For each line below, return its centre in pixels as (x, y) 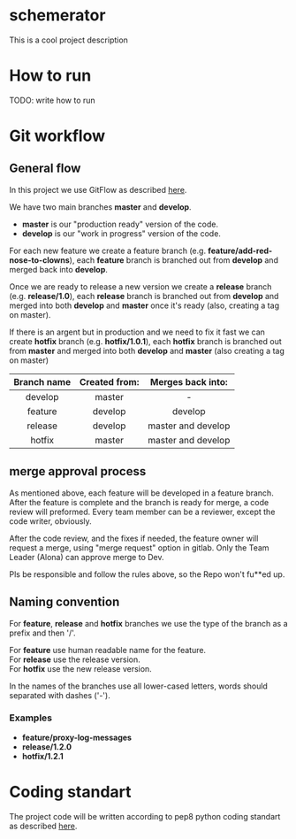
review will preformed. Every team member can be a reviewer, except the (142, 512)
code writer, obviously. (51, 521)
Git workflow (57, 136)
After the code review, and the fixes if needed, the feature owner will (134, 538)
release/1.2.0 (47, 747)
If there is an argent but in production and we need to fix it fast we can (137, 332)
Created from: (109, 381)
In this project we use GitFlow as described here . (98, 189)
